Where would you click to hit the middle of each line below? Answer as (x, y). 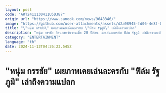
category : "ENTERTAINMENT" (33, 38)
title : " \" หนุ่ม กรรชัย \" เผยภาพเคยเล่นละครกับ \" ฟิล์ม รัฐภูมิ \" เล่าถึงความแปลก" (71, 28)
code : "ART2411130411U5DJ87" (35, 14)
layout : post (19, 10)
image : (12, 23)
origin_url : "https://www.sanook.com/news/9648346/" (61, 19)
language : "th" (21, 42)
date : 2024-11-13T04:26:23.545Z (38, 46)
